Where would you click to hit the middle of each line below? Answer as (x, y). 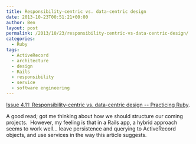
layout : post (22, 28)
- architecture (30, 61)
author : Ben (21, 22)
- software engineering (40, 88)
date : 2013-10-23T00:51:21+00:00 (47, 17)
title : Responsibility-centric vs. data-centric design (76, 11)
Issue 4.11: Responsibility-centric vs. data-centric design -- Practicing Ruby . (98, 105)
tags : (13, 50)
